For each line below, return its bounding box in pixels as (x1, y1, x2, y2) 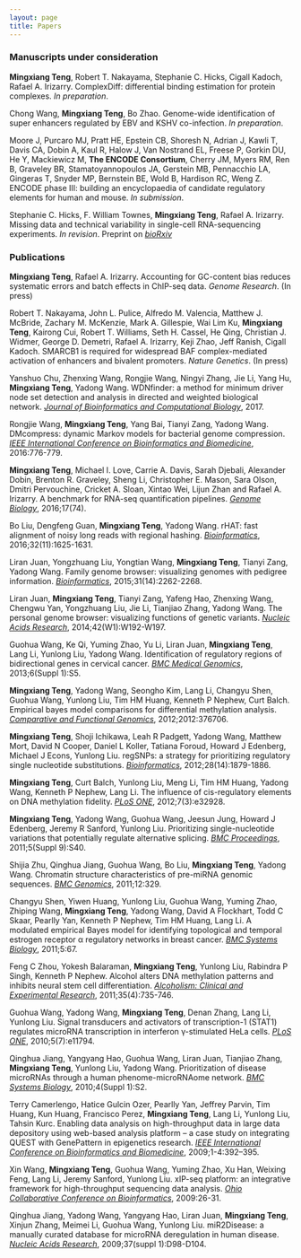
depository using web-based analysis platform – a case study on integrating (9, 1128, 290, 1139)
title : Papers (9, 22, 63, 31)
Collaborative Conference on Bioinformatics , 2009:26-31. (9, 1192, 222, 1203)
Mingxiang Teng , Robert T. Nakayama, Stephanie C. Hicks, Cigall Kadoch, (9, 71, 283, 82)
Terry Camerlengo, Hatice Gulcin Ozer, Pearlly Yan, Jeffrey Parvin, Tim (9, 1099, 271, 1110)
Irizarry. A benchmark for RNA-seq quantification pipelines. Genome (9, 494, 262, 504)
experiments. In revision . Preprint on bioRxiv (9, 228, 173, 239)
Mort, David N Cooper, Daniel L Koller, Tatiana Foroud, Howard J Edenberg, (9, 741, 287, 752)
